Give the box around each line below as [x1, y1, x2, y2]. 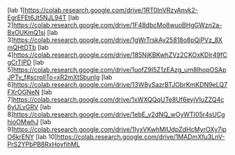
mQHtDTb [7, 43, 36, 51]
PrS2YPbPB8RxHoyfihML [7, 140, 80, 148]
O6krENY [7, 133, 35, 141]
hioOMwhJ [7, 118, 39, 126]
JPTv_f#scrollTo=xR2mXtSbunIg [7, 73, 100, 81]
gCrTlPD [7, 58, 31, 66]
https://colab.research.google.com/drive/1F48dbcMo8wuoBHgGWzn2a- [13, 21, 222, 29]
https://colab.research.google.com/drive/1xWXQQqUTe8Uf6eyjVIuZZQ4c [13, 95, 225, 104]
